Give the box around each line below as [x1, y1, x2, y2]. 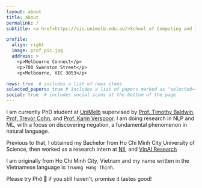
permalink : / [6, 20, 39, 26]
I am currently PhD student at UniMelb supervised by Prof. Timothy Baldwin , [6, 109, 195, 115]
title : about [6, 14, 39, 20]
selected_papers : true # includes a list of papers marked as [6, 86, 165, 92]
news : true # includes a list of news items [6, 80, 122, 87]
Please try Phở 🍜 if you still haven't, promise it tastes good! [6, 175, 152, 182]
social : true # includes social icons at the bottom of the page [6, 92, 176, 98]
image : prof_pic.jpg [11, 47, 63, 54]
